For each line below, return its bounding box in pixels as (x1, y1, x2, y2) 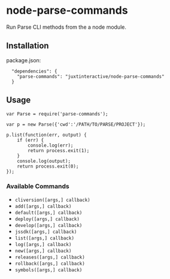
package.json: (6, 56, 41, 63)
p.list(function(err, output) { (6, 132, 87, 138)
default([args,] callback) (14, 210, 83, 216)
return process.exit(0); (17, 163, 79, 169)
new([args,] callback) (14, 248, 72, 254)
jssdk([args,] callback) (14, 229, 77, 235)
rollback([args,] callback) (14, 260, 85, 266)
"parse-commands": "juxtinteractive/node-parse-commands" (17, 73, 165, 80)
